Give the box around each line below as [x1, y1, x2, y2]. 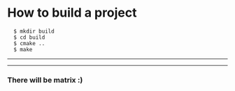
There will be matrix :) [7, 75, 83, 85]
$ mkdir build [13, 28, 55, 35]
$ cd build [13, 33, 45, 41]
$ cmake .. [13, 40, 45, 47]
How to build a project [7, 5, 137, 21]
